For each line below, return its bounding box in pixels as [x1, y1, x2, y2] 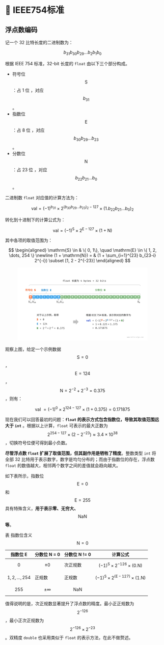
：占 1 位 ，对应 [12, 87, 44, 93]
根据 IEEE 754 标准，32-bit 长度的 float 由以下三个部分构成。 [5, 60, 130, 66]
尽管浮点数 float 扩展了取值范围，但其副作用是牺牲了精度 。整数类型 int [5, 450, 151, 456]
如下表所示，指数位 [5, 473, 44, 479]
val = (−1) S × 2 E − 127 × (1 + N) [53, 226, 112, 233]
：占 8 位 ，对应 [12, 127, 45, 133]
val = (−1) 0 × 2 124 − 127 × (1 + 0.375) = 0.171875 [35, 405, 130, 412]
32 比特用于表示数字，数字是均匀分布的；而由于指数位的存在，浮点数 [14, 456, 155, 462]
